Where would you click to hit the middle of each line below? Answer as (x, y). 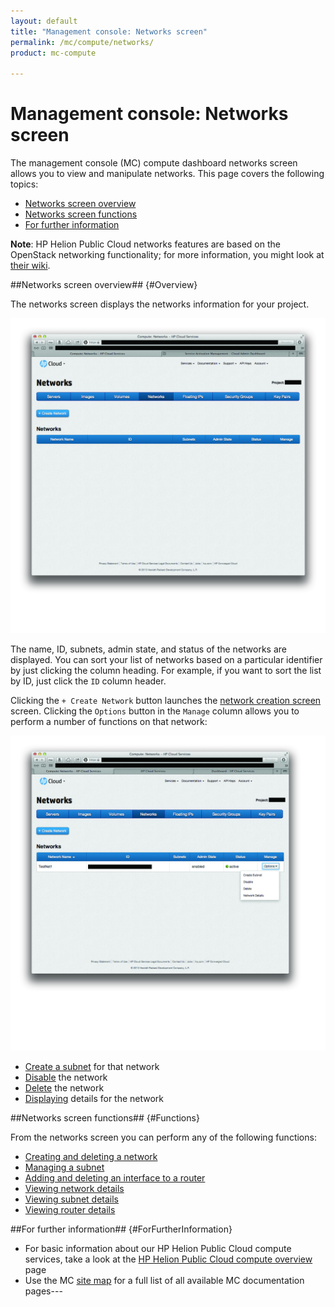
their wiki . (30, 266)
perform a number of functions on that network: (109, 722)
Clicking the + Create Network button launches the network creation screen (166, 701)
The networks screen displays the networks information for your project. (160, 304)
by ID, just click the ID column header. (88, 681)
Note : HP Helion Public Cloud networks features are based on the (145, 244)
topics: (24, 184)
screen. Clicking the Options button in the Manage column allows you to (155, 711)
